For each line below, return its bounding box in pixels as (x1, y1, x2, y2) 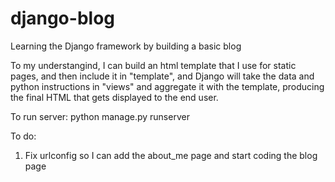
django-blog (10, 7, 115, 30)
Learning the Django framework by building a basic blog (10, 40, 242, 52)
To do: (10, 130, 37, 142)
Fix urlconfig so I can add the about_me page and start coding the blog (24, 149, 318, 161)
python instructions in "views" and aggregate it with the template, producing (10, 80, 325, 92)
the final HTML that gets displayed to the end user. (10, 91, 219, 103)
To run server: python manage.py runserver (10, 110, 190, 122)
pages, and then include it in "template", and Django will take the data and (10, 70, 315, 82)
